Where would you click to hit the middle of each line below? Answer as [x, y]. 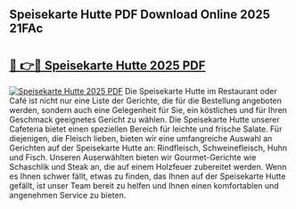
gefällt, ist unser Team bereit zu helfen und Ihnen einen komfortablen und [144, 185]
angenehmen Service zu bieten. [68, 195]
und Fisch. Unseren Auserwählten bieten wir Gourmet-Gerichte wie [133, 157]
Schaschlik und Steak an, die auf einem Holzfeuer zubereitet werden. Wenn [148, 167]
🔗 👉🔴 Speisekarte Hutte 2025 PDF [107, 65]
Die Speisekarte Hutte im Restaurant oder [201, 91]
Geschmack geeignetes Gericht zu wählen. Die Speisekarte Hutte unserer [145, 120]
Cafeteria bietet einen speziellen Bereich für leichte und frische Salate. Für [146, 129]
